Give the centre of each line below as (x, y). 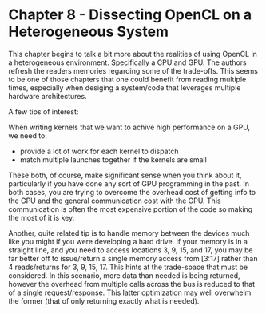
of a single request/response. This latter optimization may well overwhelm (130, 292)
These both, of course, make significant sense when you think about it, (125, 175)
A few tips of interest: (44, 111)
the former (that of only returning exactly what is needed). (104, 300)
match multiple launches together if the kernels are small (113, 159)
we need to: (28, 135)
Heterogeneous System (89, 32)
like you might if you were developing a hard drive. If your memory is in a (128, 241)
